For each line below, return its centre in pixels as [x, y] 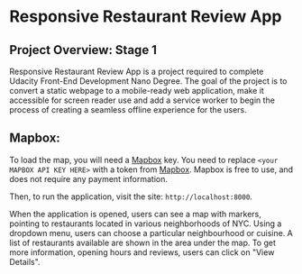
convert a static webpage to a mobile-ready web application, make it [137, 91]
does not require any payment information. [89, 178]
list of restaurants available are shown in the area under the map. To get [143, 242]
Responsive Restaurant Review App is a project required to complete [137, 71]
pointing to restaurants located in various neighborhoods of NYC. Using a [146, 224]
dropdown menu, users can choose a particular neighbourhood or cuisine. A [151, 233]
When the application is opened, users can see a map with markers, [135, 214]
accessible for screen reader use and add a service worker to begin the [142, 100]
